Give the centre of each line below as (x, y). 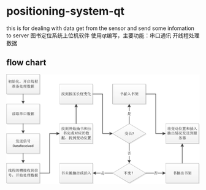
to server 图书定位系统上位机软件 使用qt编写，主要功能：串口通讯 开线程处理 (103, 35)
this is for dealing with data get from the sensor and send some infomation (101, 28)
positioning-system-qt (65, 11)
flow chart (26, 63)
